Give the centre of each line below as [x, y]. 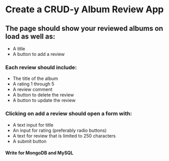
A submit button [30, 141]
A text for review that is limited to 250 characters [64, 136]
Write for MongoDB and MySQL [39, 153]
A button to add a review [39, 54]
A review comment [33, 89]
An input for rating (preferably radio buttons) [60, 130]
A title [19, 49]
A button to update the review [44, 100]
